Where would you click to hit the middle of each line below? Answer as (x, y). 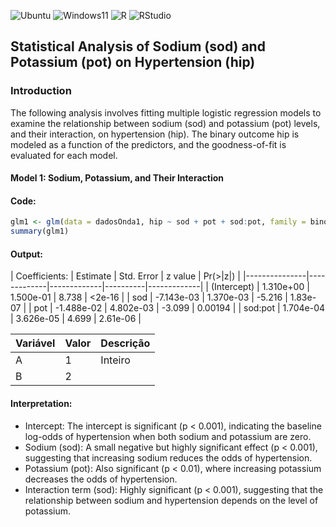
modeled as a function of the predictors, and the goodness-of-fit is (148, 144)
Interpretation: (41, 404)
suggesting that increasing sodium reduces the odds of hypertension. (168, 457)
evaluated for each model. (64, 155)
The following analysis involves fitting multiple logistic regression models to (166, 112)
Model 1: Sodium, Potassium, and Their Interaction (117, 178)
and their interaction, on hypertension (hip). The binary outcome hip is (155, 134)
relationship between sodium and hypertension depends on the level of (171, 500)
